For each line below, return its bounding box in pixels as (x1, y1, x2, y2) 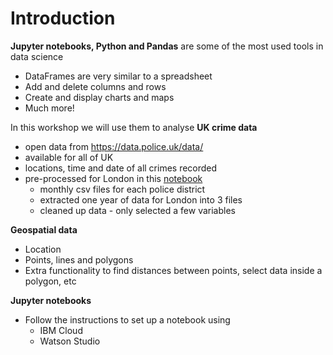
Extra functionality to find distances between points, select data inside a (24, 264, 323, 276)
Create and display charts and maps (24, 91, 175, 103)
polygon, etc (24, 275, 77, 287)
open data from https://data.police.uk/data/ (24, 140, 204, 152)
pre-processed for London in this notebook (24, 172, 203, 184)
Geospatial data (10, 223, 78, 236)
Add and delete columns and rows (24, 80, 167, 92)
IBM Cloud (39, 324, 83, 336)
